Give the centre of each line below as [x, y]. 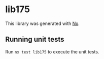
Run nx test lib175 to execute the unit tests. [52, 51]
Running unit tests [35, 39]
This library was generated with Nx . [42, 23]
